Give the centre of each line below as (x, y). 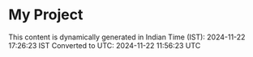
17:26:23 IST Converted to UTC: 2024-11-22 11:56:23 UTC (105, 45)
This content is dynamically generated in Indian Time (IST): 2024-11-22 (127, 37)
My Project (46, 15)
